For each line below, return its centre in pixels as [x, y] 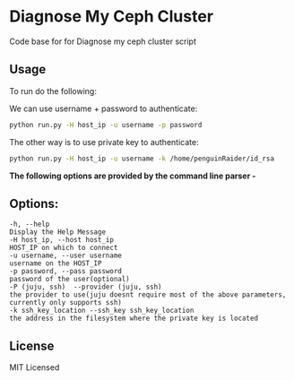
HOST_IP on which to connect [64, 248]
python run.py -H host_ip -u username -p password [106, 125]
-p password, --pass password [66, 272]
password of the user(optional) [69, 280]
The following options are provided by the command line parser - [133, 176]
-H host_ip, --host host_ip [62, 240]
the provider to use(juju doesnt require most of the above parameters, [148, 295]
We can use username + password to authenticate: [104, 108]
